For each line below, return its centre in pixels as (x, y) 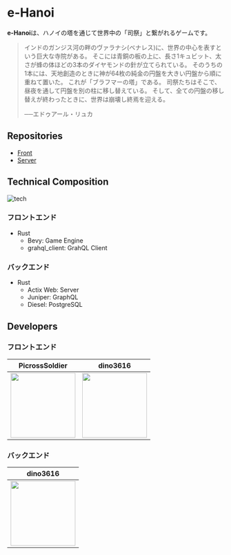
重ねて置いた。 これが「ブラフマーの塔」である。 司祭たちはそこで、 (122, 82)
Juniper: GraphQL (53, 297)
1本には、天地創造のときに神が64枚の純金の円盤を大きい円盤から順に (123, 73)
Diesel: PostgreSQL (55, 305)
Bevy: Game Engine (56, 241)
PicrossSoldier (43, 366)
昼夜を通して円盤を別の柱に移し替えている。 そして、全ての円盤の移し (124, 91)
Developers (32, 326)
